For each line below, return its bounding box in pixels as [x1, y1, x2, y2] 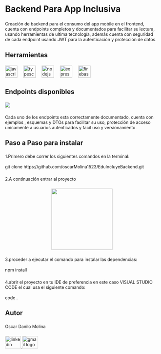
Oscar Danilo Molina [5, 323, 46, 329]
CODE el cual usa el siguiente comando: [5, 284, 86, 290]
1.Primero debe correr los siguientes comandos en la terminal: [5, 153, 130, 159]
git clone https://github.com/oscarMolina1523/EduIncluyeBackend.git [5, 164, 144, 169]
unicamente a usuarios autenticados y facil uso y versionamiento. [5, 124, 137, 130]
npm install [5, 267, 27, 273]
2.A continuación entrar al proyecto [5, 176, 77, 182]
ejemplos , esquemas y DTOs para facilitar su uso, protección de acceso [5, 119, 151, 125]
